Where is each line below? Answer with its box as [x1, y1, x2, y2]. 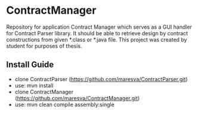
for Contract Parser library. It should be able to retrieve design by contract [6, 29, 188, 36]
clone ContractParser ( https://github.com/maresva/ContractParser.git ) [14, 75, 188, 82]
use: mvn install [14, 82, 54, 89]
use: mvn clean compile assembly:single [14, 101, 115, 108]
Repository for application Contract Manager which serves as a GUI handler [6, 23, 193, 30]
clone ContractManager [14, 88, 73, 95]
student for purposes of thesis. [6, 42, 82, 50]
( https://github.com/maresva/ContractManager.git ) [14, 94, 140, 101]
